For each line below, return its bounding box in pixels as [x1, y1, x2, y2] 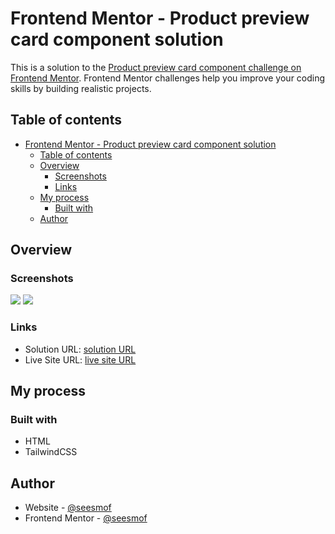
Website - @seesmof [24, 502, 112, 514]
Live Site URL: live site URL [24, 353, 137, 366]
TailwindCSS [24, 446, 78, 458]
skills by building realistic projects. [10, 82, 152, 94]
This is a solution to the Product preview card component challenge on [10, 61, 302, 73]
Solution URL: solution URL [24, 343, 137, 355]
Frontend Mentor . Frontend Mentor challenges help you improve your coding [10, 72, 326, 84]
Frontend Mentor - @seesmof [24, 512, 148, 524]
